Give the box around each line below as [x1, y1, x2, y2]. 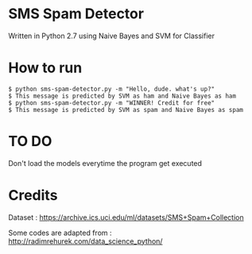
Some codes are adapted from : [8, 228, 113, 237]
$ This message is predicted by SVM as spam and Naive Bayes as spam [8, 106, 244, 114]
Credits [8, 187, 58, 204]
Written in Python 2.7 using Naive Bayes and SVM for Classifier [8, 31, 215, 40]
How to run [8, 59, 83, 77]
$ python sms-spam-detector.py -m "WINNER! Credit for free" [8, 98, 215, 107]
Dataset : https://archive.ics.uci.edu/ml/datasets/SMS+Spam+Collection [8, 212, 244, 222]
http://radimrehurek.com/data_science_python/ [8, 236, 163, 246]
